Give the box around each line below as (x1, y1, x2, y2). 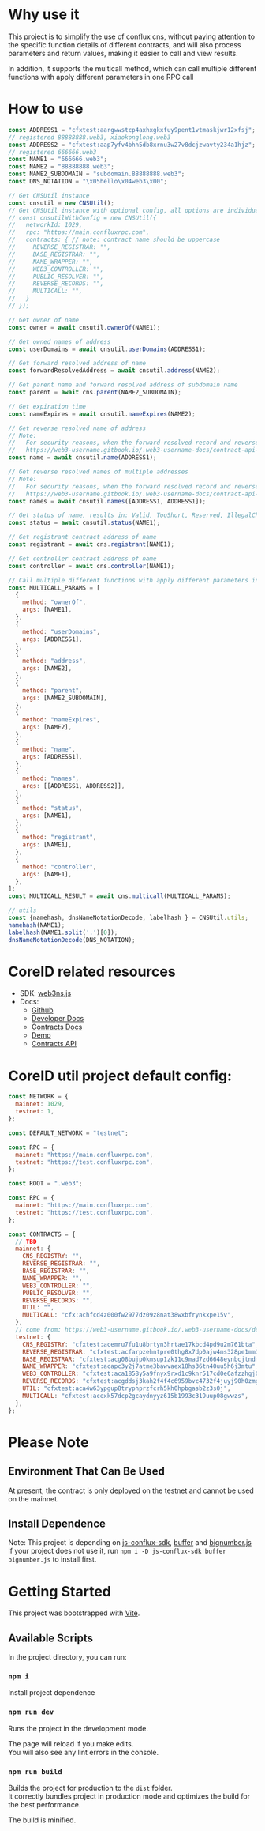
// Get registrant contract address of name (8, 533, 157, 541)
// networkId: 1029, (8, 221, 83, 229)
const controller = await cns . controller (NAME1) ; (8, 562, 175, 570)
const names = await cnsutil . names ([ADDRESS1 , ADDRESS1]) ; (8, 497, 207, 505)
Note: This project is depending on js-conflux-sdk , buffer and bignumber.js (8, 1538, 252, 1547)
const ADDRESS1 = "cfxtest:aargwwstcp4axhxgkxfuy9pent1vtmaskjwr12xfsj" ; (8, 126, 256, 134)
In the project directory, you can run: (8, 1652, 127, 1662)
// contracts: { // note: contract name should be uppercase (8, 235, 221, 244)
